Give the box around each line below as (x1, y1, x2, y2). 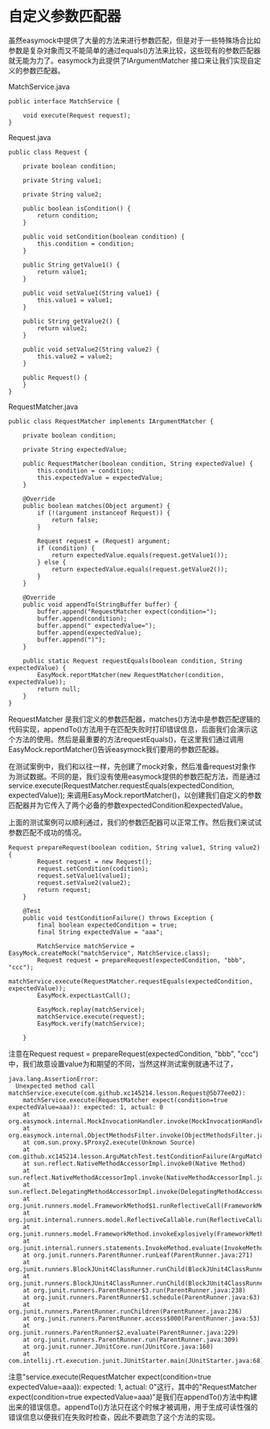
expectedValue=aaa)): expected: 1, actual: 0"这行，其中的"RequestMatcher (8, 1382, 257, 1391)
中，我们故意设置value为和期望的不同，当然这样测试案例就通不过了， (8, 1059, 238, 1068)
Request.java (8, 132, 51, 142)
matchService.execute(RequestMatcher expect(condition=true (22, 1096, 228, 1104)
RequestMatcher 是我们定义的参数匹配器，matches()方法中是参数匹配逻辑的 (8, 714, 261, 724)
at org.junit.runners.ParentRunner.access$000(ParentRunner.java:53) (22, 1314, 261, 1323)
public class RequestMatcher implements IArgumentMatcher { (8, 417, 215, 425)
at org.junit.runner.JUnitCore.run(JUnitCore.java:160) (22, 1342, 215, 1351)
